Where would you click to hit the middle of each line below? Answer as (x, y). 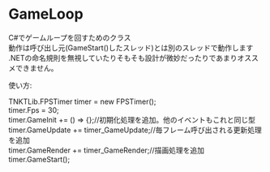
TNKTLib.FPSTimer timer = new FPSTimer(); (82, 101)
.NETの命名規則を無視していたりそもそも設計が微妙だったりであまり (123, 58)
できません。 (36, 68)
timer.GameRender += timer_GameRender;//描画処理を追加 (107, 150)
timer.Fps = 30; (34, 110)
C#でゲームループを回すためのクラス (70, 37)
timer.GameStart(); (39, 159)
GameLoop (46, 14)
